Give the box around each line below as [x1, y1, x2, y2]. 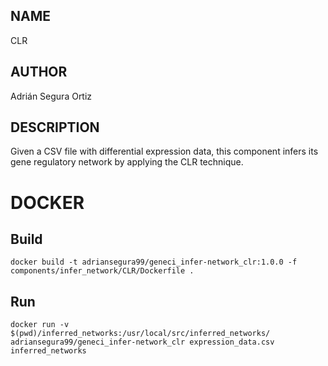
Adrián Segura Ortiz [10, 90, 93, 102]
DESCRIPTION [10, 119, 100, 136]
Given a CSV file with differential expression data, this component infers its [10, 145, 319, 158]
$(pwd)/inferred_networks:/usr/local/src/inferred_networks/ [10, 329, 271, 339]
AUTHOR [10, 64, 68, 81]
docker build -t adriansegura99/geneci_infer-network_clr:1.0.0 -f [10, 257, 298, 268]
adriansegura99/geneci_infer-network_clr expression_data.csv [10, 337, 275, 348]
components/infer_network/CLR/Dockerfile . [10, 266, 195, 276]
